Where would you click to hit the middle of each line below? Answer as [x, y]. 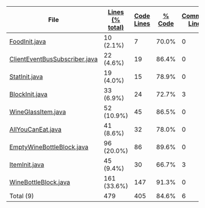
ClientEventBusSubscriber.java [54, 59]
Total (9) [22, 196]
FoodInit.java [28, 41]
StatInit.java [26, 77]
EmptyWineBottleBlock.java [49, 147]
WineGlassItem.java [38, 112]
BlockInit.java [28, 94]
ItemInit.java [27, 165]
